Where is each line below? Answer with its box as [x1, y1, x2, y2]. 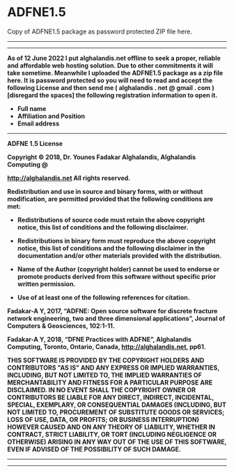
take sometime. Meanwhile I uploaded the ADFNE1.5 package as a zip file [7, 68, 224, 77]
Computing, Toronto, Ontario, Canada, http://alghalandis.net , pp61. [7, 343, 207, 351]
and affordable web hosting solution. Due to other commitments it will [7, 61, 214, 70]
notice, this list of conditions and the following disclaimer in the [17, 243, 205, 252]
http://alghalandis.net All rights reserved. [7, 174, 131, 182]
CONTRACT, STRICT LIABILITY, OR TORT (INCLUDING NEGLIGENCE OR [7, 430, 217, 438]
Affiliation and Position [17, 112, 86, 120]
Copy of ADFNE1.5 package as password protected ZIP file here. [7, 27, 193, 36]
